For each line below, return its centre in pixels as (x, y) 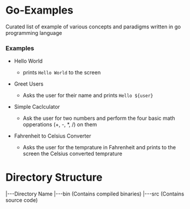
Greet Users (29, 84)
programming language (34, 32)
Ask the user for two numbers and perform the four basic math (99, 118)
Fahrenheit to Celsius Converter (53, 136)
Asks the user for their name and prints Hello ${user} (88, 96)
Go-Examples (39, 10)
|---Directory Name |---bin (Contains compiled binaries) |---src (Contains (95, 194)
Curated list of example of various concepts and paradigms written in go (93, 27)
